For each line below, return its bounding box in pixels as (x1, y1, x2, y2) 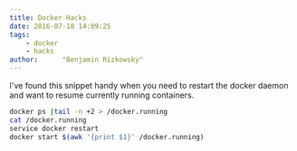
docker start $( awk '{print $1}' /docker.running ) (9, 132, 205, 141)
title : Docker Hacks (9, 13, 88, 23)
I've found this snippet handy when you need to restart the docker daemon (9, 80, 289, 90)
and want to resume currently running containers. (9, 90, 195, 100)
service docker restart (9, 124, 100, 133)
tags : (9, 30, 30, 39)
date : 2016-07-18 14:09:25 (9, 22, 111, 31)
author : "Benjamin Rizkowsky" (9, 55, 144, 64)
